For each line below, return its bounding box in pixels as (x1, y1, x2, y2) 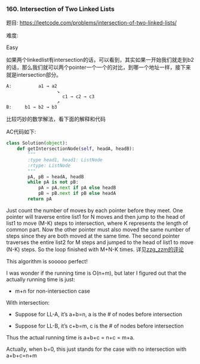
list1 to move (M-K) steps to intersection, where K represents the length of (6, 219, 188, 227)
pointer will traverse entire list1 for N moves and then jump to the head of (6, 213, 185, 220)
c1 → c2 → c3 (62, 94, 95, 100)
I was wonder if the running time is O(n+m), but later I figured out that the (6, 269, 187, 276)
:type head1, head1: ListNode (27, 157, 103, 163)
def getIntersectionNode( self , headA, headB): (17, 146, 135, 152)
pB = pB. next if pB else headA (38, 191, 116, 197)
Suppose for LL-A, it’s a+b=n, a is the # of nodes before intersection (14, 311, 183, 318)
